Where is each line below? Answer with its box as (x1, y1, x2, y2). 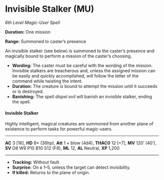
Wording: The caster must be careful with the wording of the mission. (12, 62, 153, 68)
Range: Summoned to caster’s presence (5, 38, 86, 44)
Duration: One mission (5, 29, 51, 35)
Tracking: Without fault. (12, 160, 61, 165)
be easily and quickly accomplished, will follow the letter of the (12, 73, 139, 79)
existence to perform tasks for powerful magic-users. (5, 126, 113, 132)
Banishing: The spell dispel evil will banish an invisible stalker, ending (12, 94, 152, 100)
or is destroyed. (12, 88, 44, 94)
